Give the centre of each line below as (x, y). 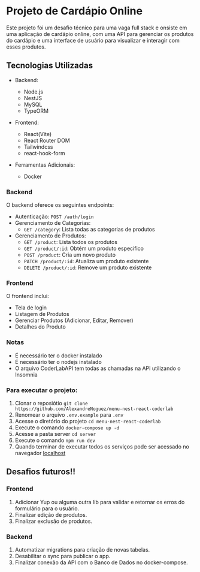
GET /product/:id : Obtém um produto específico (84, 249)
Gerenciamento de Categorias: (53, 223)
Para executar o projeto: (42, 390)
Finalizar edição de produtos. (51, 514)
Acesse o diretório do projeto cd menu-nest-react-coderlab (88, 421)
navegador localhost (40, 453)
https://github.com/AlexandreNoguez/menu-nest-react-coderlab (94, 409)
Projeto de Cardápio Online (74, 11)
